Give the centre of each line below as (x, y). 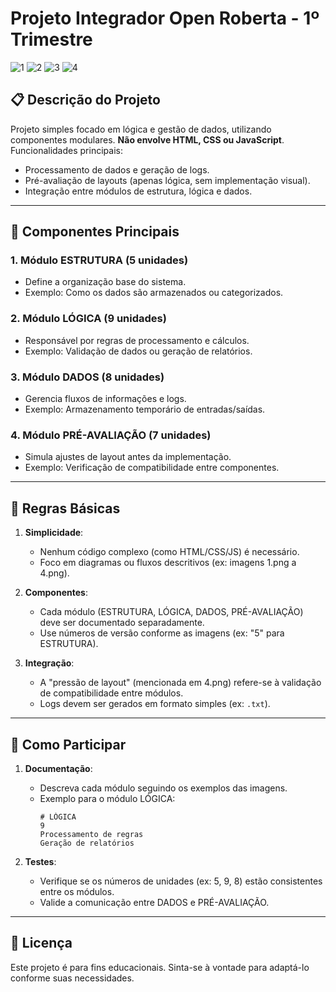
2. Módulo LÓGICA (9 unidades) (88, 319)
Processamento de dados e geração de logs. (117, 169)
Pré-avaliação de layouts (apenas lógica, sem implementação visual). (167, 180)
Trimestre (51, 39)
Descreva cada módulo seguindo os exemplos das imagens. (163, 788)
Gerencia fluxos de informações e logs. (105, 399)
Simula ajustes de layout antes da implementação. (128, 457)
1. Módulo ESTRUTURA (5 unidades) (99, 260)
